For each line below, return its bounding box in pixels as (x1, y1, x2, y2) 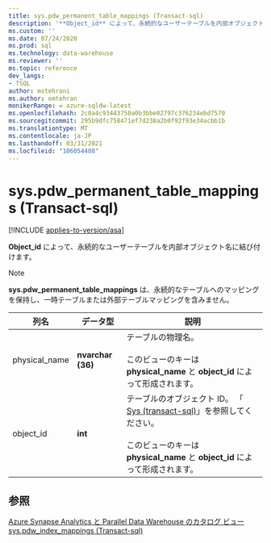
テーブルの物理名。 (126, 332, 199, 343)
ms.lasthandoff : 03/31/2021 (8, 139, 103, 148)
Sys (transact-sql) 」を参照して (126, 405, 244, 416)
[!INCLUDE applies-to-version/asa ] (8, 225, 125, 235)
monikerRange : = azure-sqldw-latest (8, 102, 131, 110)
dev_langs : (8, 72, 45, 80)
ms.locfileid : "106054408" (8, 147, 99, 155)
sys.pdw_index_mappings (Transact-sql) (8, 526, 144, 536)
